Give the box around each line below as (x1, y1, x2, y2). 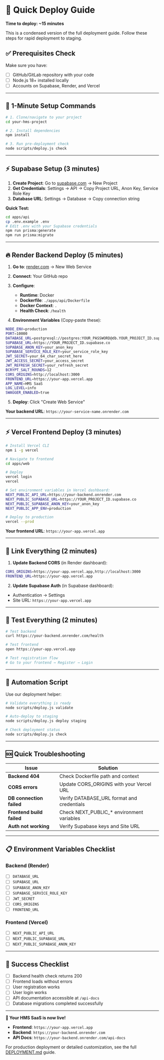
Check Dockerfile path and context (59, 772, 139, 779)
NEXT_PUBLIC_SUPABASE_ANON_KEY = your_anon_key (5, 501, 99, 506)
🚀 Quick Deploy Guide (5, 4, 95, 16)
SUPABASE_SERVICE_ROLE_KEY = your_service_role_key (5, 349, 109, 354)
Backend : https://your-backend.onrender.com (12, 1030, 106, 1036)
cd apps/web (5, 461, 30, 466)
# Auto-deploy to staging (5, 714, 58, 719)
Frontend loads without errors (12, 978, 73, 984)
